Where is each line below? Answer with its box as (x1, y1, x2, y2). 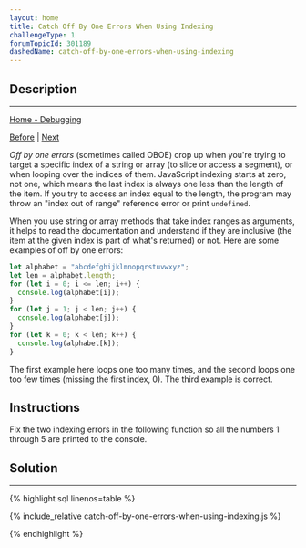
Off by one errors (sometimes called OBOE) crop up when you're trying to (9, 149, 286, 160)
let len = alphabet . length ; (9, 270, 117, 279)
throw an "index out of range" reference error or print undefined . (9, 197, 251, 208)
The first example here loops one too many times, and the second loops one (9, 364, 296, 374)
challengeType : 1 (9, 30, 76, 39)
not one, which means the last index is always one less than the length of (9, 178, 284, 189)
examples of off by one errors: (9, 244, 124, 256)
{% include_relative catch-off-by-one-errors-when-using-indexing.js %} (9, 511, 282, 522)
